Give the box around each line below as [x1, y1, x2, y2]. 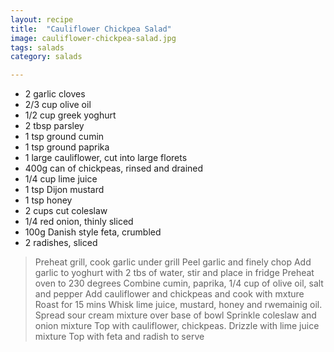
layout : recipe [10, 14, 74, 25]
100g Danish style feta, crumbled [24, 226, 162, 238]
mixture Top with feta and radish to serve [34, 331, 205, 343]
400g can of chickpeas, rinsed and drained [24, 162, 204, 175]
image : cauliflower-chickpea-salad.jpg [10, 33, 177, 43]
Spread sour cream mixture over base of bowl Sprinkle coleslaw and [34, 309, 317, 321]
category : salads [10, 52, 83, 62]
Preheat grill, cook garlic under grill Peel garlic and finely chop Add [34, 256, 312, 268]
